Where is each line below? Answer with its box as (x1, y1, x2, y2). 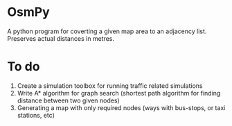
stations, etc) (17, 111, 55, 119)
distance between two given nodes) (17, 96, 120, 105)
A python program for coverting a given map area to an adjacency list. (7, 27, 207, 35)
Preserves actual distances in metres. (7, 34, 115, 42)
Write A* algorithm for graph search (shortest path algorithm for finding (17, 89, 221, 97)
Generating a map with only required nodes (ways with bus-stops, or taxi (17, 103, 226, 111)
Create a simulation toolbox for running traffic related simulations (17, 81, 203, 90)
